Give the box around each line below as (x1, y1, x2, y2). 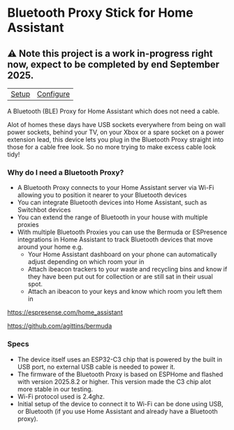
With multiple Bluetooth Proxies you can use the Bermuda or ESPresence (17, 228, 228, 237)
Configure (37, 89, 70, 98)
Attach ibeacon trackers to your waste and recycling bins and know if (27, 265, 228, 274)
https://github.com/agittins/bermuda (7, 322, 112, 330)
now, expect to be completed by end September (7, 58, 220, 71)
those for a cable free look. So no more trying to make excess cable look (7, 143, 217, 151)
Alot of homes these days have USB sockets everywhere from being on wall (7, 121, 226, 128)
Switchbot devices (17, 206, 71, 214)
